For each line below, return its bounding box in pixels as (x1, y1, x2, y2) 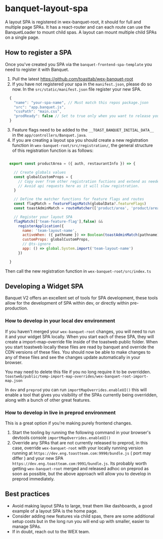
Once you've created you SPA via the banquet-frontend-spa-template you (5, 61, 152, 67)
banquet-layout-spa (5, 3, 88, 14)
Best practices (5, 490, 50, 498)
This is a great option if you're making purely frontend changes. (5, 420, 132, 426)
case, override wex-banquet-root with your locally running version (12, 445, 143, 451)
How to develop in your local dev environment (5, 317, 115, 324)
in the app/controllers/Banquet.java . (12, 132, 87, 138)
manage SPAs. (12, 523, 41, 529)
